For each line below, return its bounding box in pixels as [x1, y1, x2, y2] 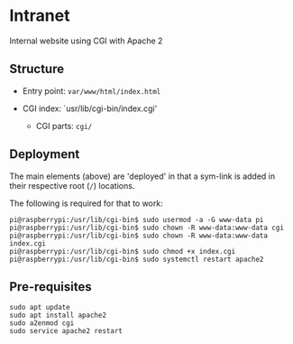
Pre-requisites [9, 279, 92, 294]
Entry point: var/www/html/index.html [22, 85, 161, 96]
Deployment [9, 146, 80, 163]
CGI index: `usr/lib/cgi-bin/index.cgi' [22, 103, 158, 114]
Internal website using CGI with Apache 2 [9, 35, 163, 46]
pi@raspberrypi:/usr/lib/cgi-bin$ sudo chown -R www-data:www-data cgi [9, 223, 284, 232]
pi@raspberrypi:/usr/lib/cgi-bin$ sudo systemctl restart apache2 [9, 255, 264, 264]
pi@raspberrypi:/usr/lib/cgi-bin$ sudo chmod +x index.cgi [9, 246, 236, 256]
